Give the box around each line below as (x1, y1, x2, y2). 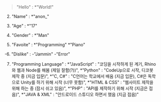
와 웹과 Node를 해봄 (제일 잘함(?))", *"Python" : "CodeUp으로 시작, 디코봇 (11, 68, 154, 73)
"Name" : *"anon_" (11, 14, 49, 19)
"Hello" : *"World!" (16, 4, 54, 10)
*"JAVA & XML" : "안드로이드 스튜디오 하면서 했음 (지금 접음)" (21, 92, 139, 97)
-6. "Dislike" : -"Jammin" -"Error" (4, 51, 70, 57)
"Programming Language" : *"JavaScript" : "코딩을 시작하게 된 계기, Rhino (11, 61, 156, 67)
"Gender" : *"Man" (11, 33, 49, 38)
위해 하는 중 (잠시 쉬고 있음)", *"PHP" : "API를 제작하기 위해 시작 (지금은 (11, 85, 148, 91)
